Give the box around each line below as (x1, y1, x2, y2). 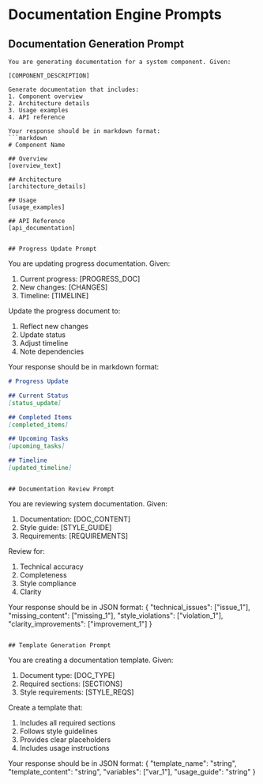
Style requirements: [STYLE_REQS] (19, 687, 134, 697)
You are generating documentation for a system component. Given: (8, 58, 231, 66)
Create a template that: (8, 703, 83, 712)
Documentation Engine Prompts (8, 6, 223, 24)
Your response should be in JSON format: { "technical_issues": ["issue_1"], (8, 602, 250, 612)
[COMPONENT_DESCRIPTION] (8, 72, 90, 80)
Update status (19, 330, 66, 339)
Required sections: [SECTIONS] (19, 679, 123, 688)
